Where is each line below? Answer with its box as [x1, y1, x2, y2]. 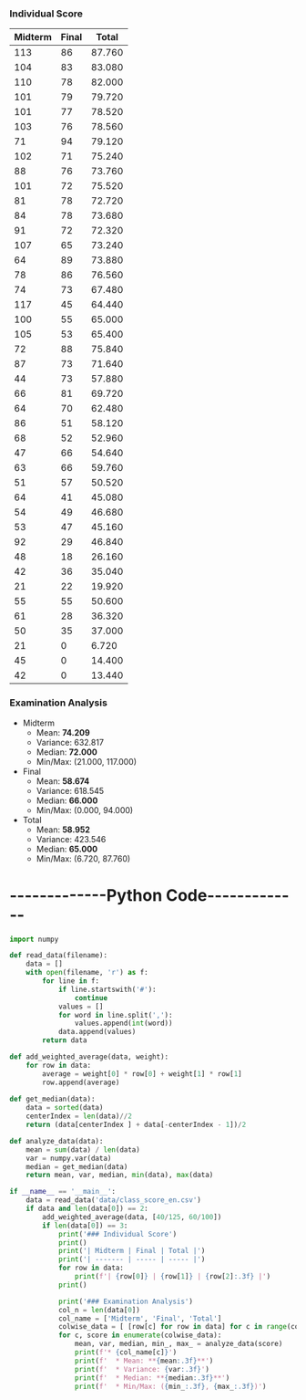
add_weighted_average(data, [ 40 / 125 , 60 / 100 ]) [42, 1212, 222, 1221]
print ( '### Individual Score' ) [57, 1229, 178, 1238]
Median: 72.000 [36, 747, 98, 757]
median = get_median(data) [25, 1162, 128, 1171]
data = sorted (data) [25, 1103, 104, 1113]
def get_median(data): [9, 1094, 96, 1104]
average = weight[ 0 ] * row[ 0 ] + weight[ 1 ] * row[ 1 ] [42, 1069, 243, 1079]
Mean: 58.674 [36, 775, 90, 787]
